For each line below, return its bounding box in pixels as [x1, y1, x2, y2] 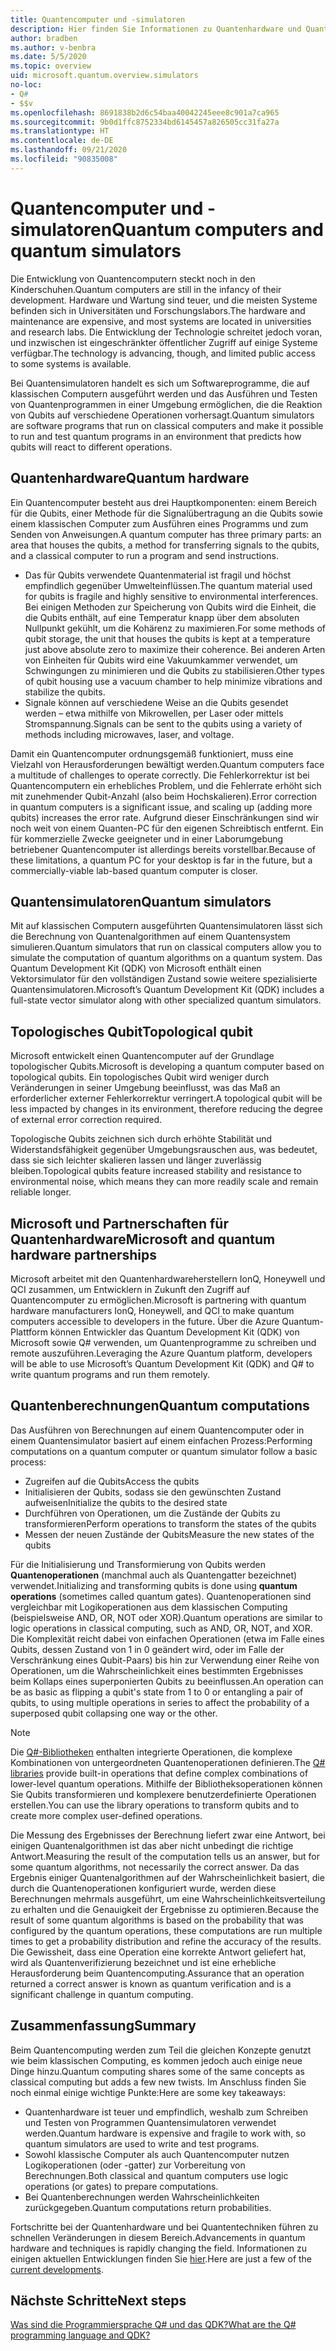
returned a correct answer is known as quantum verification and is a [10, 1977, 292, 1990]
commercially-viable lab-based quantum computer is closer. [10, 864, 258, 876]
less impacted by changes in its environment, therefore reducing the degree [10, 1103, 323, 1115]
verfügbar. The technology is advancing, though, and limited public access [10, 347, 316, 359]
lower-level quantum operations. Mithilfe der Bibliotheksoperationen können [10, 1777, 323, 1790]
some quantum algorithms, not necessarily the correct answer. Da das [10, 1861, 300, 1873]
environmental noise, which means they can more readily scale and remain [10, 1176, 319, 1188]
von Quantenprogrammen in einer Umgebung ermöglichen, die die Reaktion [10, 398, 323, 410]
